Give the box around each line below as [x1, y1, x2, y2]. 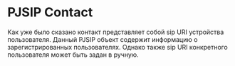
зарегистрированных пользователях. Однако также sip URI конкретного [7, 43, 228, 51]
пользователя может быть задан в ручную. [7, 50, 139, 59]
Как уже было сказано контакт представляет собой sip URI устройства [7, 28, 224, 36]
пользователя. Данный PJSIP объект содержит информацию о [7, 35, 198, 43]
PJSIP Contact [7, 4, 93, 21]
